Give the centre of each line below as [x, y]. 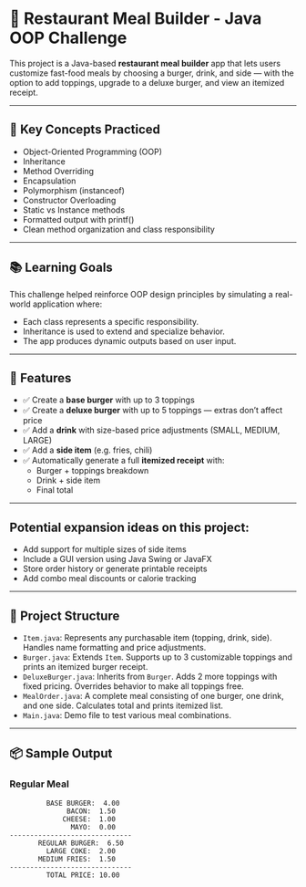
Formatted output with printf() [78, 219]
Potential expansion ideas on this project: [130, 527]
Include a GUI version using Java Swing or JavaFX [117, 559]
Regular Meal [40, 784]
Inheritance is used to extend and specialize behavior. [124, 331]
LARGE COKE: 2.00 [81, 851]
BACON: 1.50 [92, 811]
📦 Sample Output [61, 753]
